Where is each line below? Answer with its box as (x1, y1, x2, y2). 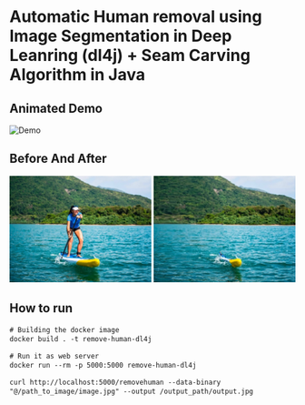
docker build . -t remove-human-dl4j (9, 335, 152, 344)
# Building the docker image (9, 326, 120, 335)
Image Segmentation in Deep (9, 25, 232, 46)
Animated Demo (9, 100, 103, 116)
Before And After (9, 151, 107, 167)
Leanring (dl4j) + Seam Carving (9, 46, 251, 66)
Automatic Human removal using (9, 6, 262, 27)
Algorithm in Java (9, 65, 145, 86)
